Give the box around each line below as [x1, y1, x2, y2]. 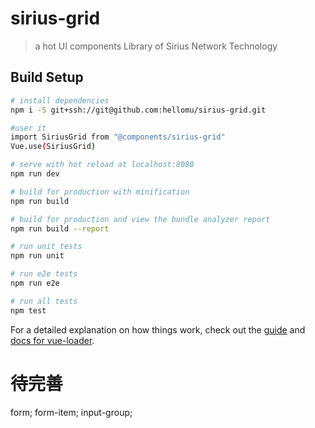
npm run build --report [10, 223, 110, 234]
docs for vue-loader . [10, 334, 95, 346]
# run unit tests [10, 242, 83, 252]
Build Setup [10, 69, 84, 86]
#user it [10, 123, 47, 133]
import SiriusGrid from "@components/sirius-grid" [10, 132, 226, 142]
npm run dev [10, 169, 60, 179]
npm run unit [10, 251, 65, 261]
